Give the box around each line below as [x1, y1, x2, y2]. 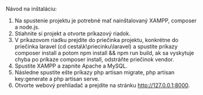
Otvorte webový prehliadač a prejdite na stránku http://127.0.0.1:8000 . [14, 82, 190, 89]
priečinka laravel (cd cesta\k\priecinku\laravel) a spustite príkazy [14, 43, 178, 50]
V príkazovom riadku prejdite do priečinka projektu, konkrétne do [14, 37, 179, 43]
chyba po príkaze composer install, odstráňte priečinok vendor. [14, 56, 174, 63]
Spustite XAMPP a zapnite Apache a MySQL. [14, 62, 128, 69]
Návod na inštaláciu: [6, 5, 57, 12]
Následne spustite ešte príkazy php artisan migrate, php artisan [14, 69, 175, 76]
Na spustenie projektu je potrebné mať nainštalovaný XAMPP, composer [14, 17, 197, 24]
